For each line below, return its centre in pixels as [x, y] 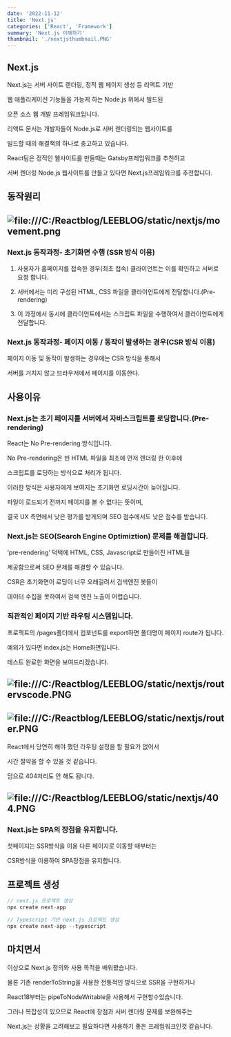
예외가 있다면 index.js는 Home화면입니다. [63, 647]
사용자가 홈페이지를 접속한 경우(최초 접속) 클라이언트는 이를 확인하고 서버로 [118, 269]
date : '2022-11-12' [35, 13]
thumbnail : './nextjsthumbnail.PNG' [60, 39]
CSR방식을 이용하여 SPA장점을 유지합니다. [64, 861]
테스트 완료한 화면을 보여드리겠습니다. [58, 662]
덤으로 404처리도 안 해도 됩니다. [51, 776]
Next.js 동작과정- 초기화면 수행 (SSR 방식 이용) [81, 252]
